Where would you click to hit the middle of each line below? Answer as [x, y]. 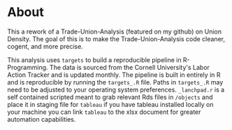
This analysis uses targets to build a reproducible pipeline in [94, 59]
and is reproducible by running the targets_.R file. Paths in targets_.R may [115, 82]
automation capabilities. [42, 119]
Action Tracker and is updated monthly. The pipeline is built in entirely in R [114, 75]
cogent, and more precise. [45, 46]
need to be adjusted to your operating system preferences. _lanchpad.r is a [116, 89]
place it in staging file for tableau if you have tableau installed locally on [110, 104]
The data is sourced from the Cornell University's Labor [129, 67]
